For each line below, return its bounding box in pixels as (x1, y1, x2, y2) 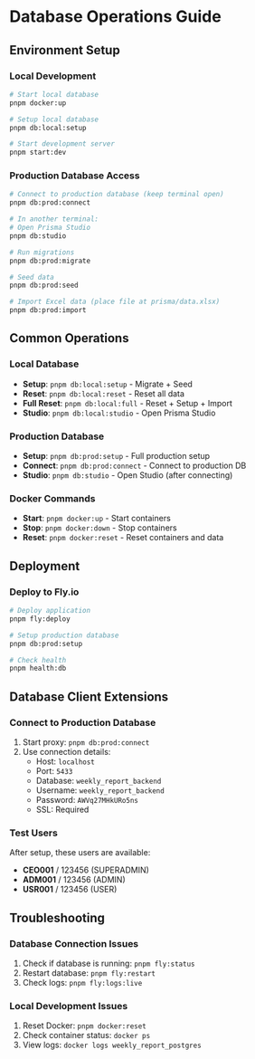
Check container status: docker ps (22, 1030, 151, 1041)
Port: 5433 (35, 765, 73, 776)
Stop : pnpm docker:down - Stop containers (22, 522, 178, 533)
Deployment (9, 558, 80, 574)
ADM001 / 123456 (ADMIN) (22, 874, 127, 885)
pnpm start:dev (9, 148, 67, 157)
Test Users (9, 826, 59, 839)
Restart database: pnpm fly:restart (22, 967, 156, 978)
